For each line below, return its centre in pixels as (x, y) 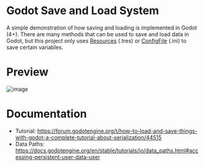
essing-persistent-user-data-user (58, 157)
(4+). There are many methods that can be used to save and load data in (98, 34)
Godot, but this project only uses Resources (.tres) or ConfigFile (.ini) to (96, 41)
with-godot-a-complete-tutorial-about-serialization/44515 (88, 137)
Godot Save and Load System (83, 11)
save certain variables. (35, 47)
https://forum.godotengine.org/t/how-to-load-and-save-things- (117, 131)
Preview (28, 72)
